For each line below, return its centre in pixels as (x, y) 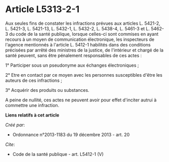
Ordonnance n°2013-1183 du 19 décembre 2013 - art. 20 (71, 134)
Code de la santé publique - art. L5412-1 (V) (58, 154)
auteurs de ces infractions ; (34, 80)
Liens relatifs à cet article (32, 115)
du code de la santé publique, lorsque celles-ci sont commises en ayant (84, 34)
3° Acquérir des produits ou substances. (47, 90)
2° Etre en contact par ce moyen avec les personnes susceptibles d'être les (84, 75)
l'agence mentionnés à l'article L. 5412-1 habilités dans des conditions (78, 44)
